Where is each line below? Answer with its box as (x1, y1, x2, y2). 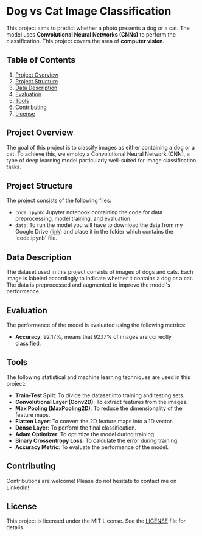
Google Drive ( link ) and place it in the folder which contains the (15, 228, 173, 235)
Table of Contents (6, 55, 76, 65)
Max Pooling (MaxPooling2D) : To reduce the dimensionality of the (15, 405, 183, 412)
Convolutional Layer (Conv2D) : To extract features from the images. (15, 398, 188, 405)
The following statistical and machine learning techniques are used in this (6, 373, 190, 381)
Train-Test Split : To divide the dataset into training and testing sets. (15, 391, 185, 399)
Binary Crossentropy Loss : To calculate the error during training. (15, 437, 179, 444)
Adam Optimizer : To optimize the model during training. (15, 430, 156, 437)
